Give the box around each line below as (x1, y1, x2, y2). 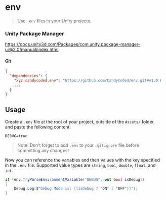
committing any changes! (17, 147, 69, 153)
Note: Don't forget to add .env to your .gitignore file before (17, 142, 139, 148)
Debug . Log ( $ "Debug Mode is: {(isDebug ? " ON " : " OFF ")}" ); (14, 186, 138, 191)
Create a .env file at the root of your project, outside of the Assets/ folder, (5, 119, 155, 124)
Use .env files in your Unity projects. (17, 18, 91, 24)
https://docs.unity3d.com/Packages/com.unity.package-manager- (5, 41, 141, 47)
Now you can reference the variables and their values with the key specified (5, 157, 160, 163)
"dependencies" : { (9, 74, 48, 79)
